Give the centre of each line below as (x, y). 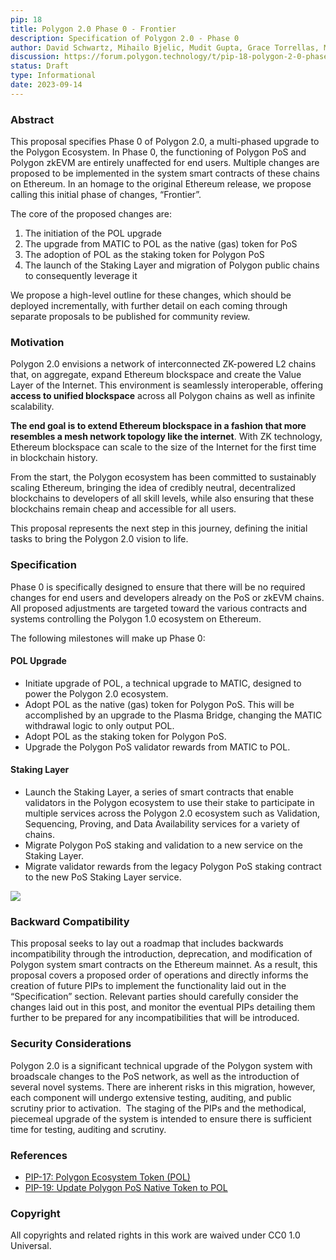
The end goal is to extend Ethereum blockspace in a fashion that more (158, 426)
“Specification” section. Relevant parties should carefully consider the (154, 997)
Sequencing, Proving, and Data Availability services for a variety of (162, 824)
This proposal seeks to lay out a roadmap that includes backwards (147, 943)
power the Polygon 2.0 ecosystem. (96, 693)
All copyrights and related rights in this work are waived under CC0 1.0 (155, 1235)
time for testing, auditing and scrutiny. (88, 1129)
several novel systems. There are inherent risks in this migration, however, (163, 1087)
